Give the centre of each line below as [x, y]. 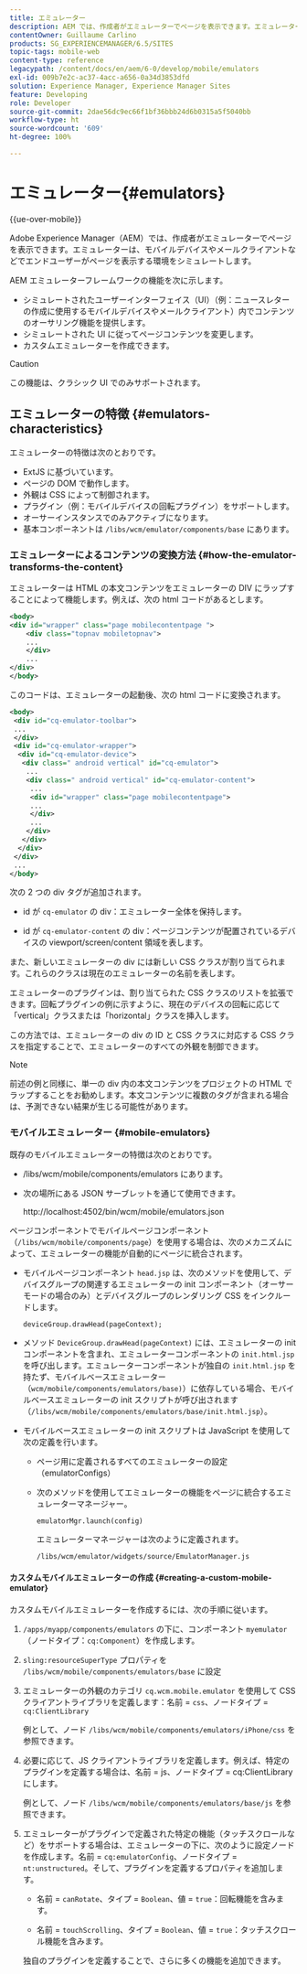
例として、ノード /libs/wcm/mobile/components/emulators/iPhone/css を [159, 1729]
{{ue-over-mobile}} [46, 219]
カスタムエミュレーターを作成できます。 [99, 345]
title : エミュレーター [48, 18]
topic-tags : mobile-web [55, 52]
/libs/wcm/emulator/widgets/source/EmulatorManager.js [143, 1556]
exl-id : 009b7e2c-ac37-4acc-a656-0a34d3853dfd [100, 78]
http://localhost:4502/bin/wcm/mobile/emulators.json [123, 1211]
